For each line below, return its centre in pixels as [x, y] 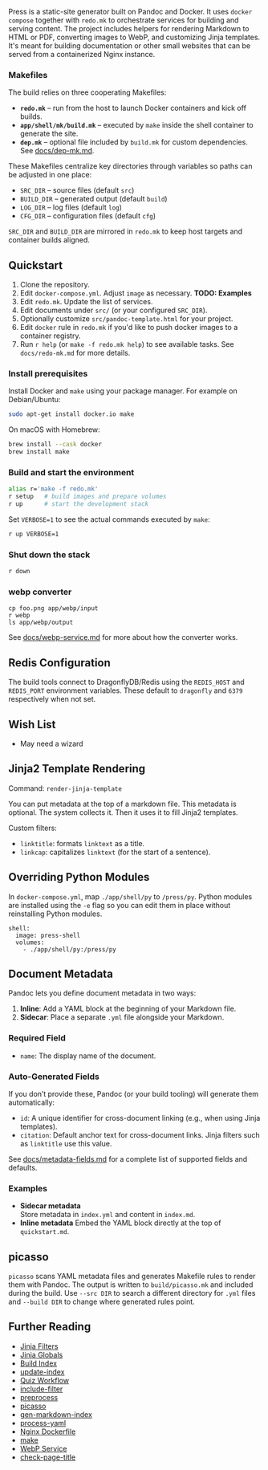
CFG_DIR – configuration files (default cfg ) [88, 216]
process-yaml [43, 1423]
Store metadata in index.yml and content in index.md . [108, 1215]
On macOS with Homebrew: [54, 430]
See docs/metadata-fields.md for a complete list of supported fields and [128, 1158]
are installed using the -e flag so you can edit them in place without [120, 905]
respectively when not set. [52, 699]
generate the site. [49, 134]
